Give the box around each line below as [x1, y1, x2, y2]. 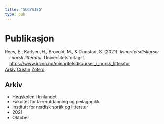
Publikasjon [5, 33, 54, 44]
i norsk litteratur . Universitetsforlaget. [9, 55, 85, 61]
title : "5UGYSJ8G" [5, 7, 43, 12]
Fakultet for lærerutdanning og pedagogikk [12, 99, 100, 104]
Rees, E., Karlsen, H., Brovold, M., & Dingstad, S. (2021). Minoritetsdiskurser [5, 49, 159, 55]
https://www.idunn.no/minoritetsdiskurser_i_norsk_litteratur [9, 61, 130, 67]
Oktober [12, 114, 30, 120]
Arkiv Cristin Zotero [5, 67, 45, 73]
